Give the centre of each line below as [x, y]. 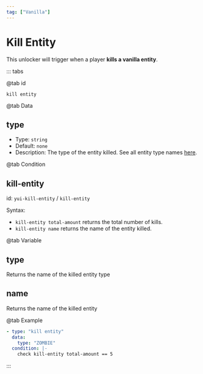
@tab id [16, 83]
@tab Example [24, 320]
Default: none [31, 146]
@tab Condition [26, 164]
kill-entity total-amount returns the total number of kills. [89, 222]
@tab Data [20, 105]
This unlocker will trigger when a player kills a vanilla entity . [82, 59]
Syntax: [16, 210]
